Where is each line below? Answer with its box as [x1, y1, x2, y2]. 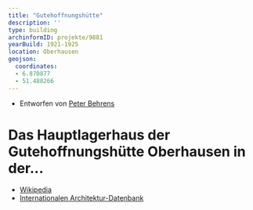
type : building [8, 26, 58, 34]
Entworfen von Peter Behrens [19, 99, 115, 108]
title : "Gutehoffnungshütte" [8, 11, 103, 20]
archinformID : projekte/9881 [8, 33, 103, 42]
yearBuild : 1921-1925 [8, 41, 79, 49]
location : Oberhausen [8, 48, 79, 56]
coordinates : [15, 63, 58, 71]
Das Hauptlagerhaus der [8, 126, 171, 143]
